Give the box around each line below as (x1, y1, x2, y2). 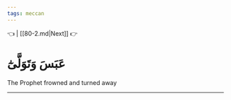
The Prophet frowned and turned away (7, 78, 117, 86)
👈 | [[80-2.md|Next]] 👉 (7, 29, 78, 38)
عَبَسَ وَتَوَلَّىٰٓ (7, 55, 66, 71)
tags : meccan (7, 10, 45, 17)
